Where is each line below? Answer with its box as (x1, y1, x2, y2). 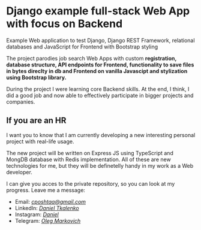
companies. (6, 98, 35, 105)
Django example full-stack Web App (6, 4, 190, 18)
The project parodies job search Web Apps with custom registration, (6, 55, 177, 62)
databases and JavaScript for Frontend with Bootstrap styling (6, 43, 158, 50)
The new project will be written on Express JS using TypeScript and (6, 149, 174, 156)
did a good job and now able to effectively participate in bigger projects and (6, 92, 194, 99)
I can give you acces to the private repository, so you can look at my (6, 180, 175, 187)
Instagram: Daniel (14, 211, 59, 218)
